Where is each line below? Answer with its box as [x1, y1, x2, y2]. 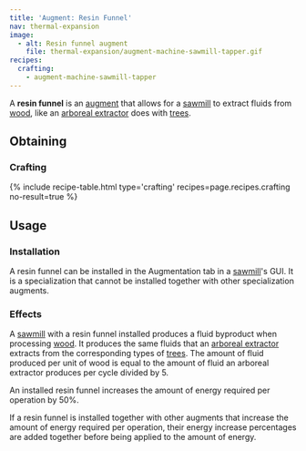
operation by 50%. [9, 395, 79, 405]
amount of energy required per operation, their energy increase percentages [9, 422, 297, 433]
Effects [9, 308, 43, 321]
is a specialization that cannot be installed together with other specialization [9, 275, 294, 287]
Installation [9, 245, 61, 258]
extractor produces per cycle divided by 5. [9, 367, 169, 378]
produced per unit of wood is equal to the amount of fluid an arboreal [9, 357, 270, 369]
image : [9, 30, 35, 39]
